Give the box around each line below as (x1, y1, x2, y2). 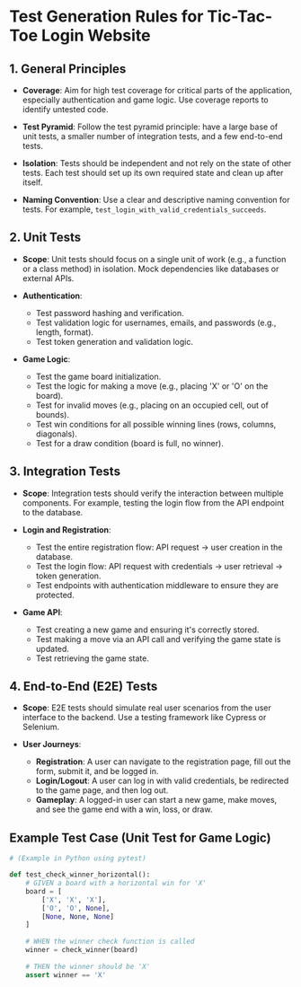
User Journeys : (22, 739, 82, 750)
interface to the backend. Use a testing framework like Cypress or (22, 712, 267, 723)
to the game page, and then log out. (35, 785, 169, 796)
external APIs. (22, 272, 75, 284)
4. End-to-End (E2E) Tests (9, 679, 158, 694)
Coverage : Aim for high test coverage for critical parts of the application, (22, 85, 293, 95)
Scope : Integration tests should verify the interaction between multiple (22, 488, 284, 498)
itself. (22, 177, 43, 188)
